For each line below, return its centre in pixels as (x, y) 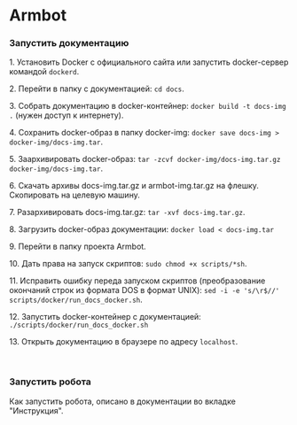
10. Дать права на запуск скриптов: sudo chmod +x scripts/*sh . (128, 264)
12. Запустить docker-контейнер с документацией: (105, 317)
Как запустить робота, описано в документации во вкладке (123, 401)
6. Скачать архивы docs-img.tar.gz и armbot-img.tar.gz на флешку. (134, 186)
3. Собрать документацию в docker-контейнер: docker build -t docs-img (148, 106)
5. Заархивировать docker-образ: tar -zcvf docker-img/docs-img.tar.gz (145, 159)
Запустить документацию (69, 43)
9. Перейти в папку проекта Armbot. (78, 247)
